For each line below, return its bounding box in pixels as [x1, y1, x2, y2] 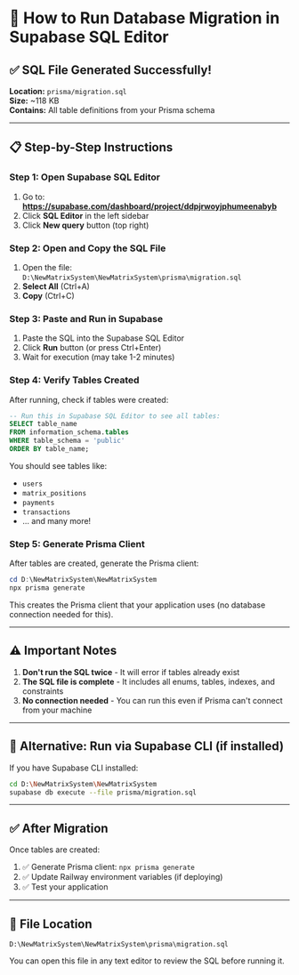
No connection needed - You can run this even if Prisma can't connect [21, 695, 283, 705]
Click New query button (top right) [21, 220, 149, 230]
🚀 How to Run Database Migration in [9, 8, 280, 28]
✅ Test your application [21, 882, 109, 892]
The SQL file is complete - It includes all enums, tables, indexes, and [21, 676, 276, 687]
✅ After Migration [9, 820, 109, 835]
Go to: [21, 191, 45, 202]
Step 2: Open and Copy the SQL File [9, 242, 166, 254]
